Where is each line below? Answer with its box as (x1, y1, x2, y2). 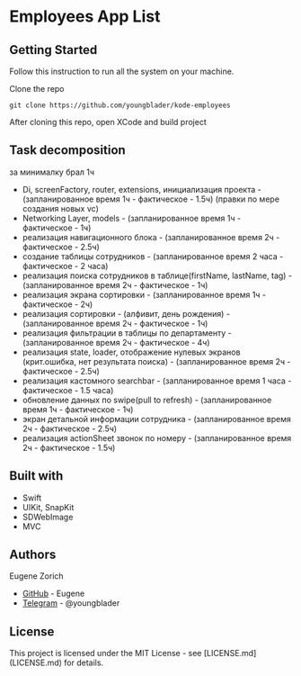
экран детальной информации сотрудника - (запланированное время (22, 413, 292, 424)
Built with (9, 468, 64, 483)
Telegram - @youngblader (22, 598, 120, 608)
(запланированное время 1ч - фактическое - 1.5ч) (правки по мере (22, 194, 280, 204)
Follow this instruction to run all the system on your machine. (9, 66, 235, 77)
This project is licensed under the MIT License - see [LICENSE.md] (9, 648, 257, 659)
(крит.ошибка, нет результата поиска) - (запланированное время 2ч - (22, 356, 291, 366)
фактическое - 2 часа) (22, 260, 109, 271)
